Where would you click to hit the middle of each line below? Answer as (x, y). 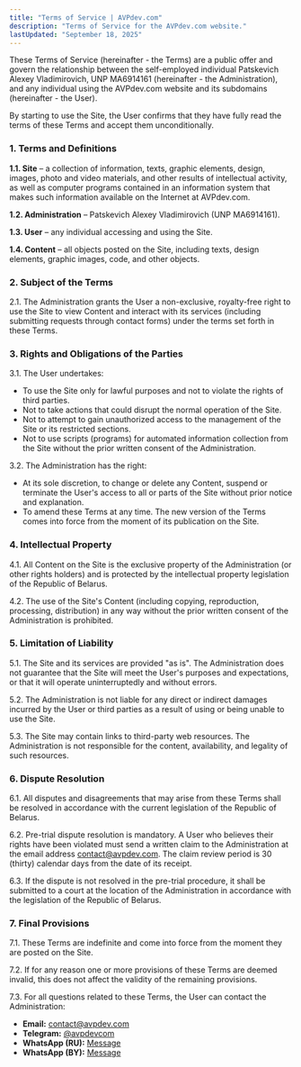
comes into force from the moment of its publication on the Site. (141, 521)
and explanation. (53, 502)
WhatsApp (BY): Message (71, 1053)
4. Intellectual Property (61, 545)
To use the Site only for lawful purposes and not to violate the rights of (153, 391)
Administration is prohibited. (62, 620)
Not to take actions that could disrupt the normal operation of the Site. (152, 410)
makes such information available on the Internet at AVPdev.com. (130, 197)
